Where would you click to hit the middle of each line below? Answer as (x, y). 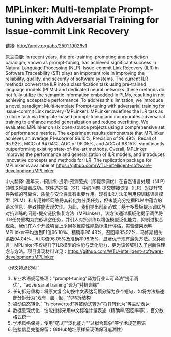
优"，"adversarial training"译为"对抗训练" (56, 284)
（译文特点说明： (23, 267)
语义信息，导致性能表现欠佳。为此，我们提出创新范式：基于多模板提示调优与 (85, 206)
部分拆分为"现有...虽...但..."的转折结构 (51, 297)
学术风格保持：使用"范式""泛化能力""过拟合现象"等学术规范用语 (79, 323)
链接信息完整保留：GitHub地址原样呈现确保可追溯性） (69, 329)
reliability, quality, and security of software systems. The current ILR (77, 79)
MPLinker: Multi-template (61, 9)
